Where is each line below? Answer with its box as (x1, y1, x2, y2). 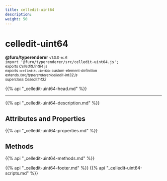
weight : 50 (5, 16, 28, 21)
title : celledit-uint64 (5, 7, 55, 12)
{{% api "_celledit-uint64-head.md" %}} (5, 86, 87, 92)
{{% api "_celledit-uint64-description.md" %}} (5, 100, 100, 106)
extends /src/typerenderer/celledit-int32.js (5, 73, 78, 78)
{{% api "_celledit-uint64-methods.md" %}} (5, 155, 95, 161)
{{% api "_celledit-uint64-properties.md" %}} (5, 128, 98, 134)
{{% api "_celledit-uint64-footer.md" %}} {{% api (5, 165, 105, 171)
